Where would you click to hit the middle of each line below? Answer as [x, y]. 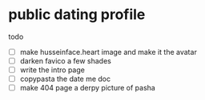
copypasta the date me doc [65, 79]
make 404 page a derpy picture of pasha [88, 88]
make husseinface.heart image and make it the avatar [109, 52]
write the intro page [52, 70]
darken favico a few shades [66, 61]
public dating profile [77, 15]
